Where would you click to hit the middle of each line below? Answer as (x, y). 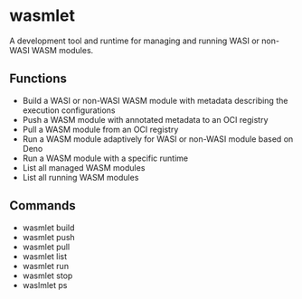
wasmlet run (46, 266)
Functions (38, 79)
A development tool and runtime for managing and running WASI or (135, 41)
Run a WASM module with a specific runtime (105, 158)
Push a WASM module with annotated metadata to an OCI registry (145, 119)
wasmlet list (45, 256)
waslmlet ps (45, 285)
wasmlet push (48, 237)
